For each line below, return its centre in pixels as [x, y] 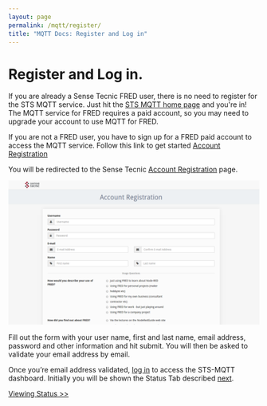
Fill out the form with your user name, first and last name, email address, [127, 337]
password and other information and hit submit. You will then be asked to [128, 345]
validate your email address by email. [69, 354]
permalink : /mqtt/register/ [55, 25]
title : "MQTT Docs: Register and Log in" [78, 34]
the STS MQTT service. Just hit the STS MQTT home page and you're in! [128, 104]
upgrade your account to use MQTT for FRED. [84, 122]
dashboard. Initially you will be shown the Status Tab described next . [121, 378]
